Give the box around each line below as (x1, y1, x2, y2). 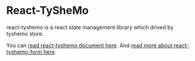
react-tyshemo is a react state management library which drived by (6, 24, 174, 31)
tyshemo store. (6, 30, 44, 37)
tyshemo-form (6, 48, 42, 55)
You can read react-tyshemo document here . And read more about (6, 42, 173, 49)
